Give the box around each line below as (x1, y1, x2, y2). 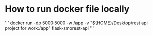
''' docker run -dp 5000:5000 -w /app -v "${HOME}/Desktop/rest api (5, 20, 148, 26)
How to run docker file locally (5, 3, 130, 15)
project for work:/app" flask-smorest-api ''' (5, 25, 94, 31)
